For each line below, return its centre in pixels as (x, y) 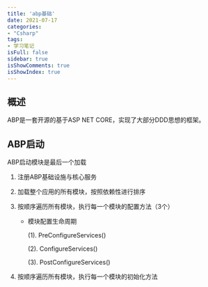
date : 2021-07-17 (32, 20)
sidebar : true (28, 59)
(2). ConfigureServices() (63, 249)
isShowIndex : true (34, 72)
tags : (15, 40)
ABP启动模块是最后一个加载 (47, 162)
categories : (24, 26)
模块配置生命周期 (52, 222)
